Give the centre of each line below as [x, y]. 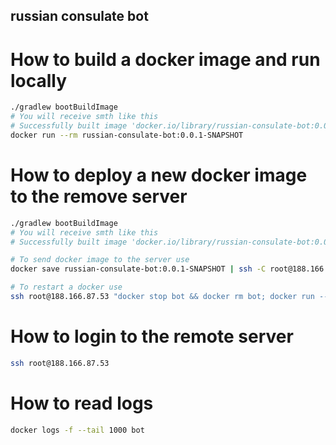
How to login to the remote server [152, 336]
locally [39, 80]
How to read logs [82, 403]
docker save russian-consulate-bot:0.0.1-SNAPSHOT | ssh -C [138, 269]
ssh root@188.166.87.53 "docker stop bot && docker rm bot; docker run [162, 297]
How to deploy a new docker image [159, 175]
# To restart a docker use [66, 287]
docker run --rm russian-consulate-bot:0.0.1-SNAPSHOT [127, 135]
